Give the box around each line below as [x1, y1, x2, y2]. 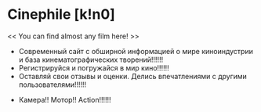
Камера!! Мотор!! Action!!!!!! [18, 95, 111, 104]
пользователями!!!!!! [18, 80, 87, 89]
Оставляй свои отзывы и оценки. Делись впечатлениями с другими [18, 71, 248, 81]
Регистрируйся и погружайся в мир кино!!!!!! [18, 63, 169, 72]
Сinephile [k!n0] [7, 5, 115, 23]
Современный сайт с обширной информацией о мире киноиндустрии [18, 46, 254, 56]
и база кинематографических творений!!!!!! [18, 55, 164, 64]
